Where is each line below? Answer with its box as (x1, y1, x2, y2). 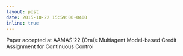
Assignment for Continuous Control (6, 43, 94, 50)
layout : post (6, 8, 39, 15)
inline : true (6, 20, 39, 26)
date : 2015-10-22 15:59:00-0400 (6, 14, 87, 20)
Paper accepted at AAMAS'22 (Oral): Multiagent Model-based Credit (6, 37, 177, 44)
